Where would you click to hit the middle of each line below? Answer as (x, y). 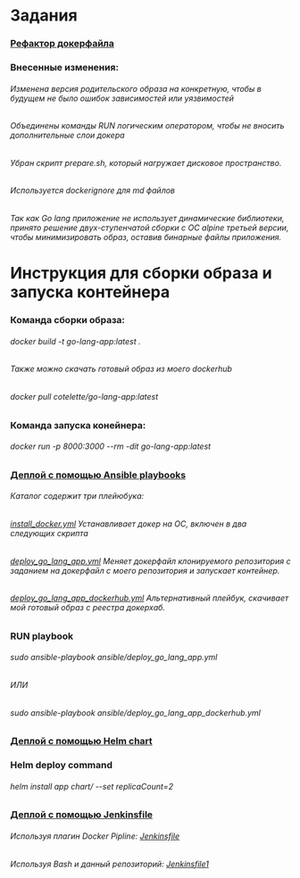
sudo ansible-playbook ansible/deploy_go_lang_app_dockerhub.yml (136, 712)
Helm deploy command (61, 766)
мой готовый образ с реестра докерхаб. (88, 608)
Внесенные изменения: (65, 68)
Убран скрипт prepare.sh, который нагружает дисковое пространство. (146, 162)
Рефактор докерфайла (62, 44)
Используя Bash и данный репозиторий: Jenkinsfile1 (109, 864)
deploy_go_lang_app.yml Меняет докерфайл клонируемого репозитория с (150, 561)
